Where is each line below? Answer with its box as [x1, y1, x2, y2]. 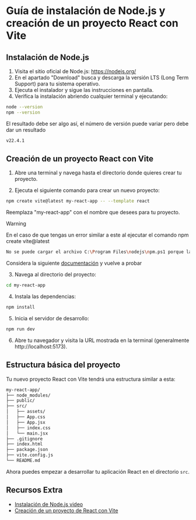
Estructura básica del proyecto [6, 360, 121, 370]
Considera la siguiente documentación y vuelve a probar [6, 259, 142, 267]
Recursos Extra [6, 485, 63, 495]
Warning [6, 220, 26, 227]
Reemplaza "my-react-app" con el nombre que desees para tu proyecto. [6, 209, 180, 216]
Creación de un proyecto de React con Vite [14, 507, 118, 514]
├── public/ [6, 398, 35, 403]
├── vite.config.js [6, 452, 54, 458]
